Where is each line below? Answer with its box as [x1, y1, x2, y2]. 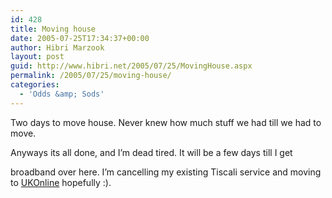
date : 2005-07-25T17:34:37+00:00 [10, 33, 150, 43]
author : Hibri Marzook [10, 42, 105, 53]
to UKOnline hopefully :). [10, 176, 112, 188]
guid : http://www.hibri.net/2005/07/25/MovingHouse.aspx [10, 61, 253, 71]
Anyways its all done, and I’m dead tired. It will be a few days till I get [10, 146, 293, 158]
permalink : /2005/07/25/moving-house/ [10, 71, 172, 81]
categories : [10, 80, 60, 90]
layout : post [10, 52, 65, 62]
